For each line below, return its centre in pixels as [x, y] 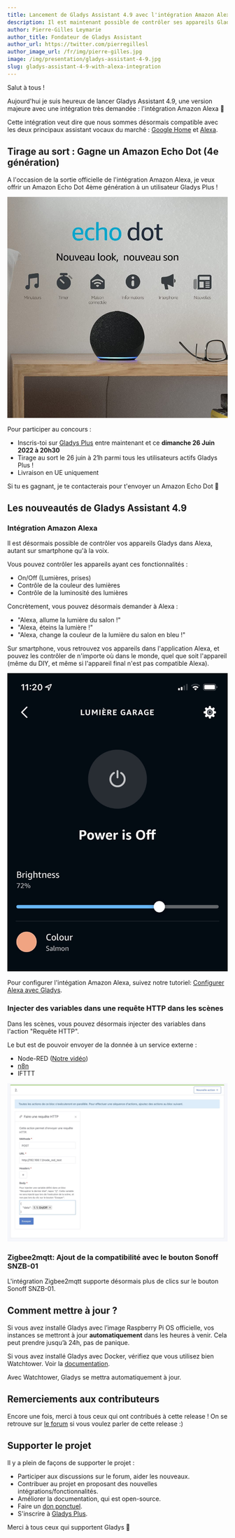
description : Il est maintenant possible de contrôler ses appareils [111, 22]
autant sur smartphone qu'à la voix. [58, 551]
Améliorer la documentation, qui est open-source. [89, 1499]
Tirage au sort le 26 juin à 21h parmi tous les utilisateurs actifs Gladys [117, 457]
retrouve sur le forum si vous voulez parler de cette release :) [95, 1424]
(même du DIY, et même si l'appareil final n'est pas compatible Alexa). [108, 664]
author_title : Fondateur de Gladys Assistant [74, 37]
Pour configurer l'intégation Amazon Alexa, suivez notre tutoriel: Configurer [116, 983]
